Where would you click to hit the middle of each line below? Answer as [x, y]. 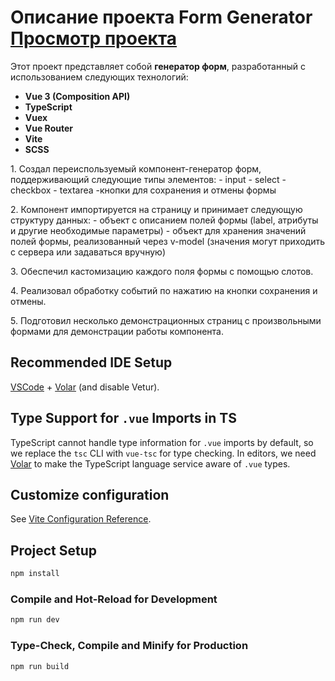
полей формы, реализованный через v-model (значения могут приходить [168, 241]
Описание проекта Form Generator [161, 17]
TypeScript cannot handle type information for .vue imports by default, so [162, 442]
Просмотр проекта [94, 38]
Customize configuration [90, 494]
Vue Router [48, 128]
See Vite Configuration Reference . [81, 519]
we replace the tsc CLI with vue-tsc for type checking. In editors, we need [163, 453]
